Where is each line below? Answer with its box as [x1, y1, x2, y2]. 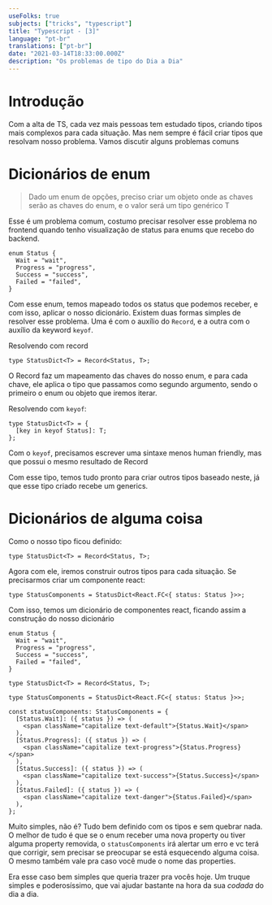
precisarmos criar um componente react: [8, 575, 145, 585]
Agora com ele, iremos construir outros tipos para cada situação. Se [8, 566, 237, 576]
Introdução [8, 93, 84, 111]
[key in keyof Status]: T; [15, 426, 107, 435]
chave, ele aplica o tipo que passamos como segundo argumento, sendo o [8, 379, 258, 389]
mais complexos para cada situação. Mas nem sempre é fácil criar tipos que [8, 128, 264, 137]
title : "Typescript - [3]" [8, 27, 100, 35]
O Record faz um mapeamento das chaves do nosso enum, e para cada [8, 371, 248, 381]
